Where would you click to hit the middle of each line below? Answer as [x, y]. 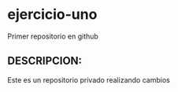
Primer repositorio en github [53, 36]
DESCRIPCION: [45, 61]
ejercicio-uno [52, 15]
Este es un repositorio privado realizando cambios [89, 79]
